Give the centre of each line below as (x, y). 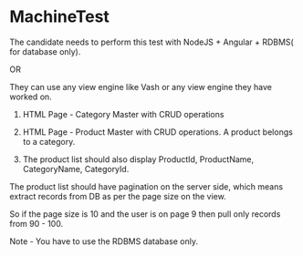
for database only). (45, 51)
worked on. (31, 97)
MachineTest (59, 17)
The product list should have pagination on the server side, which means (146, 186)
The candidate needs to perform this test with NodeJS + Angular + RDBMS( (151, 42)
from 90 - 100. (37, 223)
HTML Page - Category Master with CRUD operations (123, 114)
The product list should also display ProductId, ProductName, (138, 159)
